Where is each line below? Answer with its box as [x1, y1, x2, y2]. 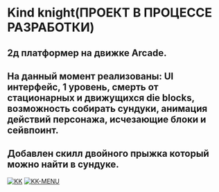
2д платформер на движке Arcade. [7, 47, 168, 59]
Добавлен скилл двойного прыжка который [7, 148, 209, 160]
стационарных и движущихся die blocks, [7, 92, 195, 104]
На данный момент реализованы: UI [7, 70, 174, 82]
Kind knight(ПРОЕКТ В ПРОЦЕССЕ [7, 5, 213, 21]
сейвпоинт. [7, 124, 59, 136]
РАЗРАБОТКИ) [7, 19, 95, 35]
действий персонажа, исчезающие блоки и [7, 113, 207, 125]
